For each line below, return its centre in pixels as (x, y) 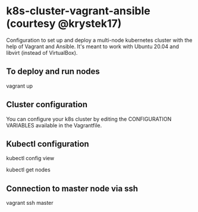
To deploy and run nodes (53, 72)
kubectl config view (30, 158)
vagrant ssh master (30, 203)
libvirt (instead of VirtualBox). (42, 52)
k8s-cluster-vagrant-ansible (78, 11)
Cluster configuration (47, 105)
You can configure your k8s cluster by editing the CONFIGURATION (89, 119)
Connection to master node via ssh (72, 188)
